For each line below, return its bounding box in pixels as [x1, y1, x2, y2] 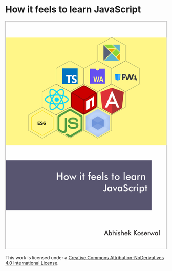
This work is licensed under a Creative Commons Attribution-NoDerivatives [5, 254, 164, 260]
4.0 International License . [5, 260, 59, 266]
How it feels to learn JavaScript [5, 4, 141, 15]
